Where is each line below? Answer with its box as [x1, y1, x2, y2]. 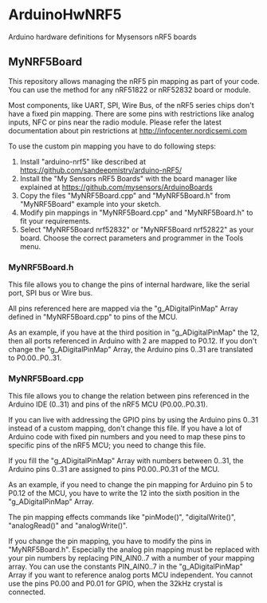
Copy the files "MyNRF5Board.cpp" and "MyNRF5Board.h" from [19, 190, 231, 200]
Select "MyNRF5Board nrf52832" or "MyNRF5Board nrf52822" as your [19, 224, 254, 234]
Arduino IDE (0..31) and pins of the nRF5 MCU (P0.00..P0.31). [8, 399, 209, 409]
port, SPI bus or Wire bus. [8, 288, 93, 298]
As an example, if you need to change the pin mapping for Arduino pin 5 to [8, 480, 253, 490]
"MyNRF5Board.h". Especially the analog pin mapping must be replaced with [8, 545, 260, 554]
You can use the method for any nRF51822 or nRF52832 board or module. [8, 85, 251, 94]
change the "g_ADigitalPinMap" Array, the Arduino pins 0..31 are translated [8, 345, 253, 355]
